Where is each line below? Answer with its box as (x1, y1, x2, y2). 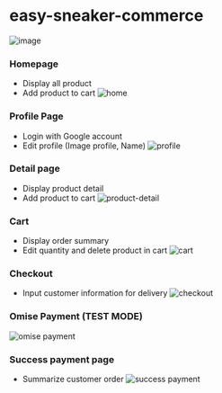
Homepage (9, 58, 58, 70)
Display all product (22, 78, 93, 89)
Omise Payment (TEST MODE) (9, 310, 144, 323)
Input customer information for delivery (22, 288, 168, 299)
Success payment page (9, 353, 115, 365)
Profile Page (9, 110, 64, 122)
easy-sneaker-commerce (9, 5, 204, 26)
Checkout (9, 267, 53, 280)
